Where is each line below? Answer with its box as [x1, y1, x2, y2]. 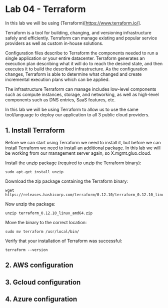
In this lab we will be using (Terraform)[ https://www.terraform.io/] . [5, 20, 141, 26]
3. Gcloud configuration [5, 278, 81, 287]
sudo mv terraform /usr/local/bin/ [5, 229, 79, 234]
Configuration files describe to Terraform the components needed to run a [5, 50, 158, 56]
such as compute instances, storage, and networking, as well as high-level [5, 91, 159, 97]
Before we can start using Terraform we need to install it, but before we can [5, 139, 161, 145]
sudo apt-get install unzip [5, 169, 64, 174]
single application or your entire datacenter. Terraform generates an [5, 55, 145, 61]
